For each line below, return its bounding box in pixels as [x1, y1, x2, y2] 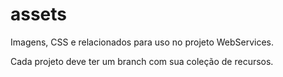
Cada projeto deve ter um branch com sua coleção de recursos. [10, 55, 274, 67]
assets [10, 3, 68, 26]
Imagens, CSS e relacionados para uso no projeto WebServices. [10, 36, 275, 48]
